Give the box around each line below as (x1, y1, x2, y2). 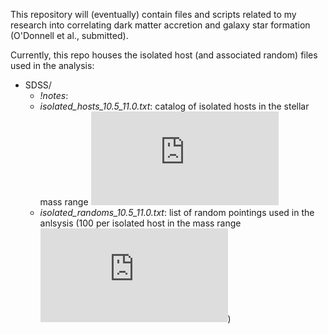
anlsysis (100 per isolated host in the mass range (39, 217, 242, 229)
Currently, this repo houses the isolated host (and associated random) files (10, 49, 318, 61)
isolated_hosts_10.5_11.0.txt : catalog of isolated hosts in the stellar (39, 100, 310, 112)
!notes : (39, 90, 69, 101)
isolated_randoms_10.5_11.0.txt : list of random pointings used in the (39, 207, 315, 218)
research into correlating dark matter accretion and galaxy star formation (10, 19, 311, 31)
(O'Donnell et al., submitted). (10, 30, 129, 41)
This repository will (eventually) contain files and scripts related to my (10, 9, 297, 20)
